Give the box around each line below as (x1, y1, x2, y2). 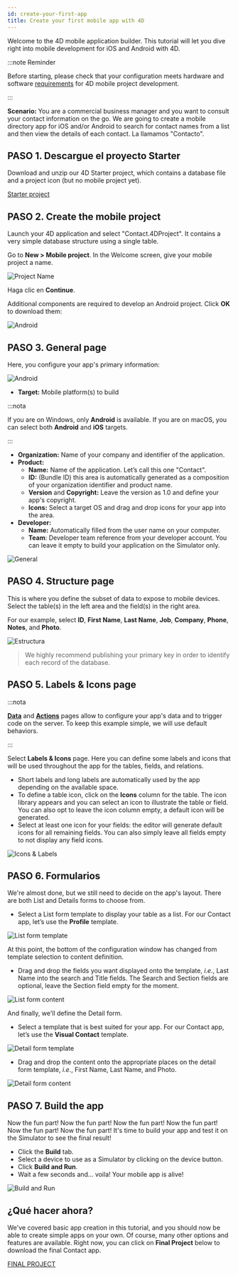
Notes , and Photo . (7, 623, 62, 631)
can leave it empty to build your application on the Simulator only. (28, 541, 220, 549)
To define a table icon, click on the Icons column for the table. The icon (17, 790, 227, 799)
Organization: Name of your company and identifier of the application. (17, 450, 225, 459)
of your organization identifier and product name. (28, 480, 173, 489)
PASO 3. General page (7, 342, 107, 354)
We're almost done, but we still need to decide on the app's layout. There (7, 889, 222, 897)
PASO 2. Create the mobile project (7, 210, 161, 222)
